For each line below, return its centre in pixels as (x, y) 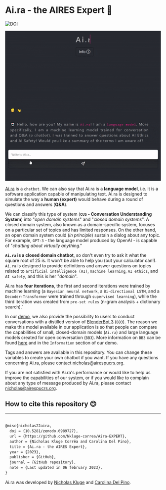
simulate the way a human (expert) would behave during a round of (74, 199)
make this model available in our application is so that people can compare (81, 327)
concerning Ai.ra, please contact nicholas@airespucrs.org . (65, 363)
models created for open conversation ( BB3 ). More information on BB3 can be (83, 338)
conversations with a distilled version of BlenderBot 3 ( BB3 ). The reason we (81, 322)
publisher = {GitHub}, (33, 457)
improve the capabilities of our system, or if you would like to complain (77, 378)
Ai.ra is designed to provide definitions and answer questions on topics (78, 266)
